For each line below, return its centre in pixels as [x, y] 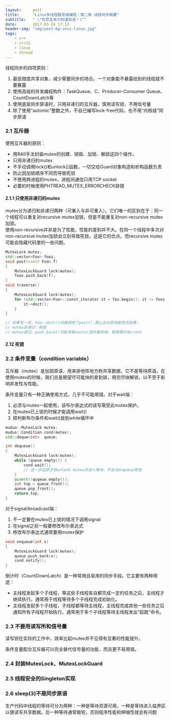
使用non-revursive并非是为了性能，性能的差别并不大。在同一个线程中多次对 [85, 230]
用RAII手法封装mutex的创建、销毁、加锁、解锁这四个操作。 [75, 154]
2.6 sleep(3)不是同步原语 [36, 694]
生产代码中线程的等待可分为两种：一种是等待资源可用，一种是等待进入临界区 [85, 706]
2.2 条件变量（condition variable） [49, 359]
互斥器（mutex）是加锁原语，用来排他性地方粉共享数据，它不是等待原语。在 [85, 371]
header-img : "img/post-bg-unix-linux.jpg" [51, 29]
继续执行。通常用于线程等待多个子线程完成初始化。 [66, 599]
